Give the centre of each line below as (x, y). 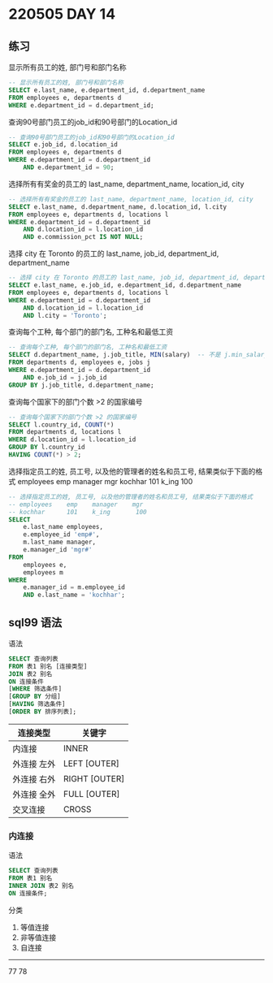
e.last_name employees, (63, 527)
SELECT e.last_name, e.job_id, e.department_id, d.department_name (125, 285)
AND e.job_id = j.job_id (65, 377)
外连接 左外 (34, 764)
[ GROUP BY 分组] (35, 697)
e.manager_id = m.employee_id (74, 587)
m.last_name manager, (59, 542)
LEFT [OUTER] (91, 763)
